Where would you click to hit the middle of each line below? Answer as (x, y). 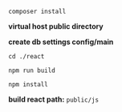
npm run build (32, 70)
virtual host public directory (56, 26)
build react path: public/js (53, 99)
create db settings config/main (61, 42)
